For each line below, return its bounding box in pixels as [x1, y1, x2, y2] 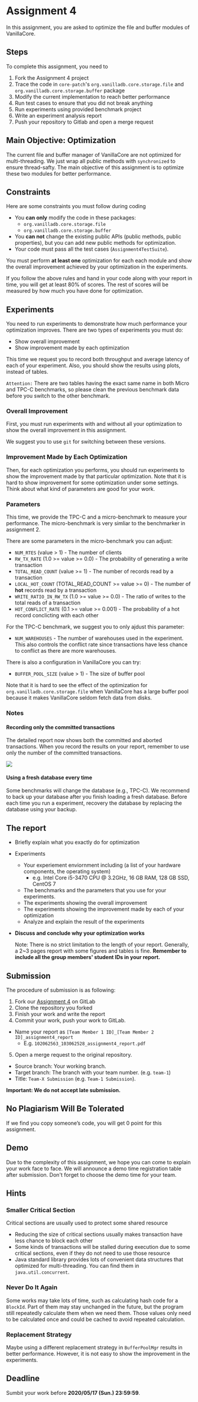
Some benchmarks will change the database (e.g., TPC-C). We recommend [6, 787, 190, 794]
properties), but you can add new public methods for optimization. [14, 239, 176, 247]
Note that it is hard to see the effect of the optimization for [6, 682, 148, 689]
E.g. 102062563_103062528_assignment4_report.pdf [23, 1040, 146, 1047]
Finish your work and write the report [14, 1011, 105, 1018]
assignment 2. [6, 526, 41, 533]
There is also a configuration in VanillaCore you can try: [6, 659, 141, 666]
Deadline [6, 1374, 40, 1384]
